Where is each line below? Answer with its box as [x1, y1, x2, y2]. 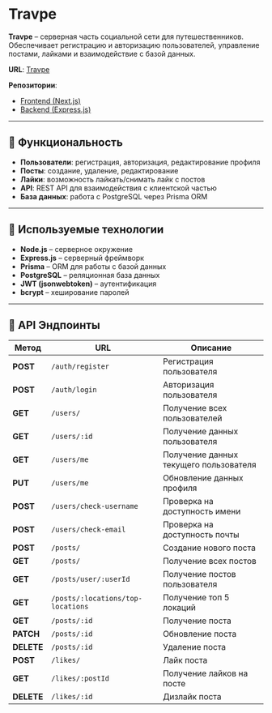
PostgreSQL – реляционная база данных [19, 270, 160, 280]
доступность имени [163, 506, 241, 517]
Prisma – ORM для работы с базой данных [19, 261, 167, 271]
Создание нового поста [163, 542, 257, 553]
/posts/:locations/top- [51, 594, 143, 604]
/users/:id [51, 432, 93, 442]
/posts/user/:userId [51, 574, 130, 584]
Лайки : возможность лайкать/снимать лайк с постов [19, 174, 206, 184]
